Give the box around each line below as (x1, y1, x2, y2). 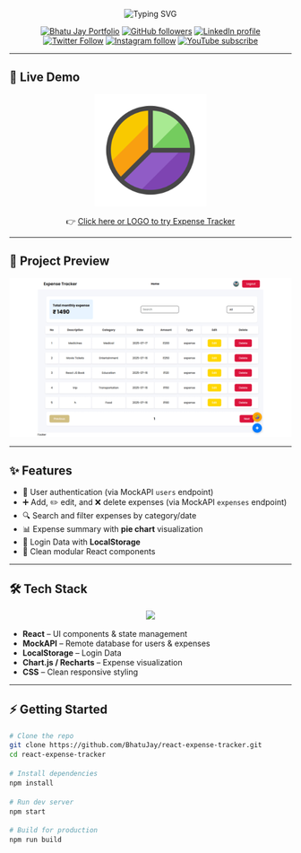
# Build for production (9, 826, 99, 835)
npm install (9, 779, 54, 788)
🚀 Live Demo (9, 70, 81, 85)
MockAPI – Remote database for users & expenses (21, 638, 211, 648)
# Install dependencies (9, 770, 99, 779)
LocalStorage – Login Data (21, 647, 123, 658)
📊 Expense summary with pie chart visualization (21, 523, 203, 534)
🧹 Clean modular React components (21, 545, 156, 556)
